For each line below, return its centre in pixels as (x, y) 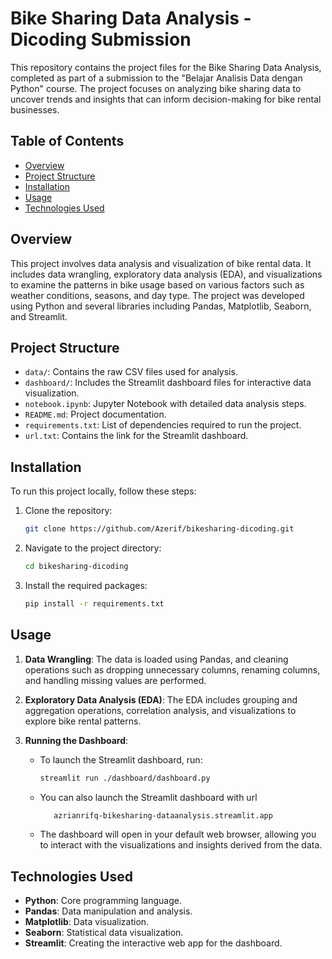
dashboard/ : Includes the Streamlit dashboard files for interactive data (168, 383)
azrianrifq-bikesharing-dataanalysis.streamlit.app (163, 815)
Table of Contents (67, 141)
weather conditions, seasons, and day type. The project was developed (157, 295)
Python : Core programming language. (103, 901)
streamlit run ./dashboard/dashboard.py (125, 778)
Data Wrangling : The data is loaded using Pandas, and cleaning (156, 659)
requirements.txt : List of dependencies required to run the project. (163, 425)
